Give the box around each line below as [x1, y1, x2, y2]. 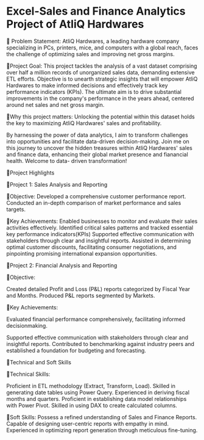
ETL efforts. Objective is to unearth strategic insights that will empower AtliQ [6, 75, 198, 82]
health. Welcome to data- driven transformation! [6, 157, 127, 164]
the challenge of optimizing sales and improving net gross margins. [6, 50, 175, 57]
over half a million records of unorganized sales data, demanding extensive [6, 68, 195, 76]
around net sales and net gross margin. [6, 101, 105, 108]
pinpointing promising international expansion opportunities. [6, 250, 157, 257]
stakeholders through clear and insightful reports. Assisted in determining [6, 237, 191, 244]
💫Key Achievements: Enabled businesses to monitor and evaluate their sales [6, 217, 198, 225]
